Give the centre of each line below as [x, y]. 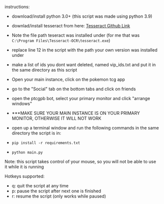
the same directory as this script [44, 70]
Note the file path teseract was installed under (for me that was [76, 35]
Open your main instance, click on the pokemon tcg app [68, 79]
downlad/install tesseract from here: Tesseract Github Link [71, 26]
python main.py [27, 153]
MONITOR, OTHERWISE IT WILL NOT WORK [56, 118]
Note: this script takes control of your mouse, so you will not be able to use [81, 162]
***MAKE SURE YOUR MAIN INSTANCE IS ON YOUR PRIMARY [76, 113]
